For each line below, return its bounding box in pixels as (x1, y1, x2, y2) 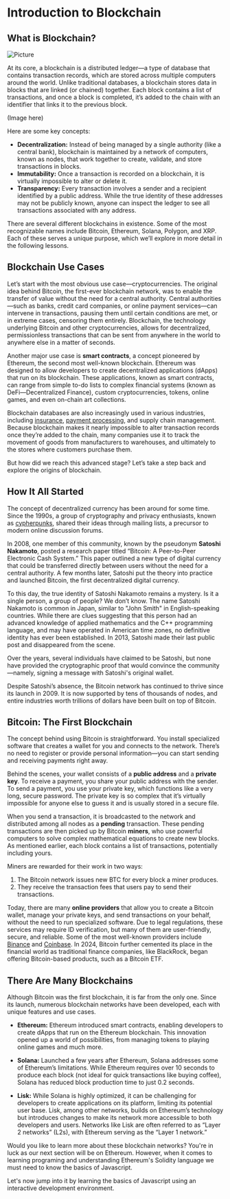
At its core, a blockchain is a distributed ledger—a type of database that (7, 64, 211, 72)
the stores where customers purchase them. (7, 445, 133, 454)
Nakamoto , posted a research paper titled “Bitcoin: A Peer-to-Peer (7, 547, 196, 555)
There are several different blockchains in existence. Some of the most (7, 220, 207, 228)
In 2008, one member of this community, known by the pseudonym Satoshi (7, 539, 221, 548)
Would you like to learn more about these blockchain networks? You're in (7, 1141, 214, 1150)
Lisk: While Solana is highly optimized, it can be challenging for (16, 1092, 197, 1100)
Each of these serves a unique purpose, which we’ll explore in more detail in (7, 234, 222, 242)
